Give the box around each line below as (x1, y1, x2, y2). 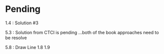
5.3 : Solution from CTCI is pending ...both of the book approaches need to (5, 29, 159, 35)
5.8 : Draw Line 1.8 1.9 (5, 44, 50, 50)
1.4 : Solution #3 (5, 20, 38, 26)
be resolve (5, 35, 27, 41)
